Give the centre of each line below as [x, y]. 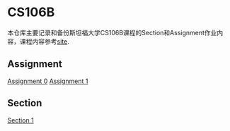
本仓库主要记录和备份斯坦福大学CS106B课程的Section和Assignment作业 [112, 32]
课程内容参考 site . [44, 41]
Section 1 [21, 120]
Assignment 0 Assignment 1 [48, 81]
